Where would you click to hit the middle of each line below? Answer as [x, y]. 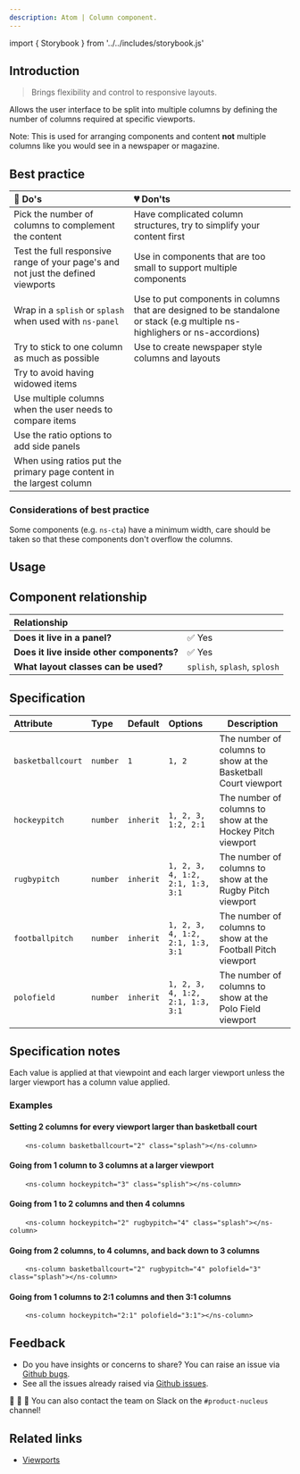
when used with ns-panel [67, 321]
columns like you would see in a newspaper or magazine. [115, 146]
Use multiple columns [59, 398]
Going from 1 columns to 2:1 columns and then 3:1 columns [121, 1296]
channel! [25, 1411]
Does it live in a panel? [62, 637]
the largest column [53, 483]
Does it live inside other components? [96, 652]
